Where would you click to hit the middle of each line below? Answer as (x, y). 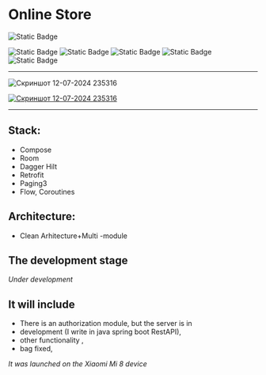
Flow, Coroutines (47, 191)
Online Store (50, 15)
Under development (41, 279)
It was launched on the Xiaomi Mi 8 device (78, 364)
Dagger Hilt (38, 166)
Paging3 (33, 183)
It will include (42, 304)
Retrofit (32, 175)
